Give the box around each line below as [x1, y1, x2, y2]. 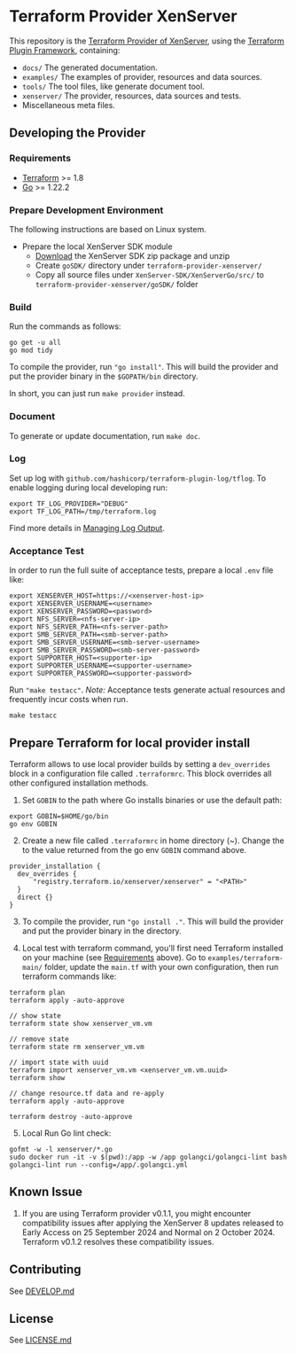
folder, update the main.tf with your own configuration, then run [43, 961, 279, 972]
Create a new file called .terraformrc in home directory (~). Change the [21, 835, 285, 846]
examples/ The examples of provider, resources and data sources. [21, 71, 263, 82]
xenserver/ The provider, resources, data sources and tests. [21, 90, 242, 101]
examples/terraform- [207, 953, 284, 963]
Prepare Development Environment [9, 204, 164, 216]
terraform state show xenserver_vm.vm [9, 1019, 152, 1028]
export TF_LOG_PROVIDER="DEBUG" [9, 499, 129, 508]
